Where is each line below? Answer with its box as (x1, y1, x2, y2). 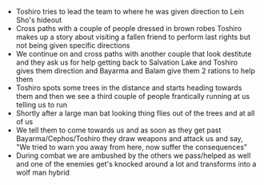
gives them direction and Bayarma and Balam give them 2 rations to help (15, 66, 256, 75)
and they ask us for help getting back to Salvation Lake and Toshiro (15, 57, 238, 67)
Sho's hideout (15, 15, 62, 25)
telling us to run (15, 100, 68, 109)
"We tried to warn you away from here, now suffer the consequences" (15, 143, 248, 152)
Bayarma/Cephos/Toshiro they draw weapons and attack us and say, (15, 134, 244, 143)
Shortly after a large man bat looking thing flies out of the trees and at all (15, 108, 255, 118)
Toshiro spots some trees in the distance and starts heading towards (15, 83, 242, 92)
